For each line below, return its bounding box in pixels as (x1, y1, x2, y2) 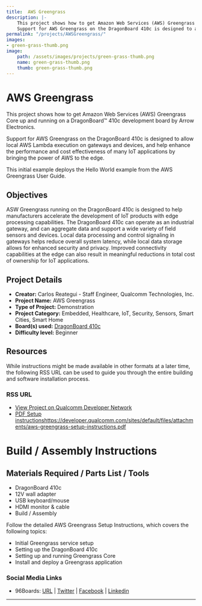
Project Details (6, 275, 63, 285)
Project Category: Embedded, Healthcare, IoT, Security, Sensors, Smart (14, 310, 194, 317)
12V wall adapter (14, 490, 57, 498)
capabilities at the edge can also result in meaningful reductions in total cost (6, 251, 195, 258)
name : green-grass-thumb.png (17, 59, 90, 65)
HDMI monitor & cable (14, 504, 70, 511)
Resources (6, 346, 47, 357)
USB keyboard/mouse (14, 497, 70, 504)
